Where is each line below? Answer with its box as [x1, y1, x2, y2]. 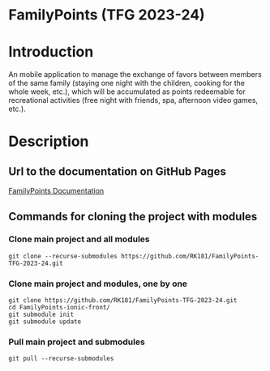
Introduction [8, 43, 94, 62]
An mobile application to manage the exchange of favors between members [8, 70, 262, 79]
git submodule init [8, 310, 75, 319]
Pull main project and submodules [8, 336, 146, 348]
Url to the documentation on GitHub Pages [8, 164, 227, 178]
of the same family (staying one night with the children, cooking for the [8, 79, 246, 88]
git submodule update [8, 318, 82, 326]
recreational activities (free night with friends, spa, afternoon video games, [8, 96, 258, 105]
